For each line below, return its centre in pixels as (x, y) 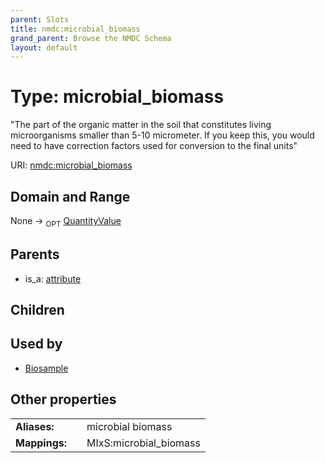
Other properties (63, 399)
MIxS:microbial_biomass (143, 443)
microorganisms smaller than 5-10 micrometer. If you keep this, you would (162, 135)
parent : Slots (40, 19)
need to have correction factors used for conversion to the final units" (154, 146)
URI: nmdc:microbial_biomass (71, 165)
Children (37, 310)
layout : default (44, 47)
